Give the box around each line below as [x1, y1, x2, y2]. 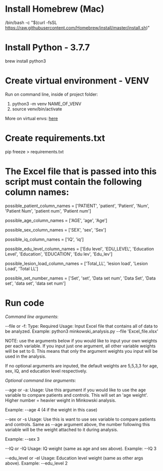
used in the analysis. [5, 353, 46, 359]
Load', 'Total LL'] [5, 265, 39, 272]
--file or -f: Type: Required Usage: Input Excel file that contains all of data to [5, 323, 158, 329]
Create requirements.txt [5, 133, 105, 144]
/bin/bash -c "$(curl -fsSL [5, 20, 58, 25]
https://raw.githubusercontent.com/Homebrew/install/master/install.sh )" [5, 24, 150, 30]
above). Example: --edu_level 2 [5, 460, 68, 466]
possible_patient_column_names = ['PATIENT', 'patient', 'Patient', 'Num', [5, 203, 150, 209]
